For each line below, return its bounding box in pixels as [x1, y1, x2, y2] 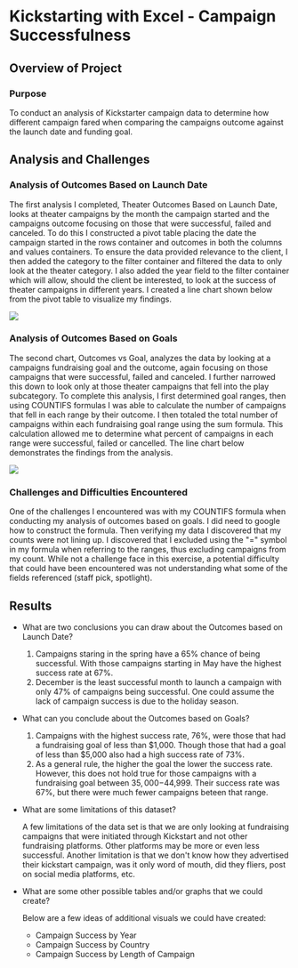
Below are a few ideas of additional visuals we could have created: [21, 912, 267, 923]
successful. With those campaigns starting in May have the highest [35, 657, 282, 668]
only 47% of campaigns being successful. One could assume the [35, 686, 275, 697]
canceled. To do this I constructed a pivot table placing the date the [9, 227, 257, 238]
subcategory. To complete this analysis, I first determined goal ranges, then [9, 390, 286, 401]
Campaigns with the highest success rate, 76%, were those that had [35, 730, 286, 740]
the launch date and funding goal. [9, 126, 133, 137]
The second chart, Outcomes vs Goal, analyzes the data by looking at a [9, 352, 271, 363]
